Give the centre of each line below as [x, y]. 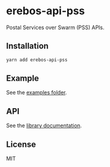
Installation [27, 46]
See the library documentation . [44, 125]
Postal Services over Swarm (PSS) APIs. [55, 27]
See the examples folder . [37, 93]
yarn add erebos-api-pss [37, 60]
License [21, 144]
